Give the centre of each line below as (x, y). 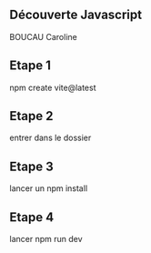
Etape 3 (32, 166)
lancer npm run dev (46, 239)
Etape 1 (30, 66)
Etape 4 (32, 217)
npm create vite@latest (53, 87)
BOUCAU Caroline (43, 36)
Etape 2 (31, 116)
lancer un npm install (49, 188)
